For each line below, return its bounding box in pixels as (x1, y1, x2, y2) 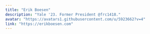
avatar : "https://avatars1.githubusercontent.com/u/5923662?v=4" (5, 16, 145, 21)
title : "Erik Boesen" (5, 7, 51, 12)
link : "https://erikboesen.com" (5, 21, 73, 26)
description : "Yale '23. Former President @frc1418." (5, 12, 121, 17)
